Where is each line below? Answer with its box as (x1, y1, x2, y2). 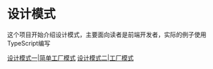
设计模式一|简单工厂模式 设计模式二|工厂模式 (7, 53, 134, 62)
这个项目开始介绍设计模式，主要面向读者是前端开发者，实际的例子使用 (7, 30, 207, 39)
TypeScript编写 (7, 39, 50, 47)
